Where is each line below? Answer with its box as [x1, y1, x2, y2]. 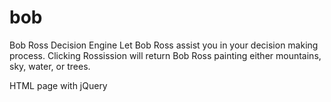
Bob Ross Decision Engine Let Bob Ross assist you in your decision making [9, 39, 319, 51]
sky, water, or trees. [9, 60, 91, 72]
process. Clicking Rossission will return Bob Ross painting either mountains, [9, 49, 322, 61]
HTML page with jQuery [9, 79, 108, 91]
